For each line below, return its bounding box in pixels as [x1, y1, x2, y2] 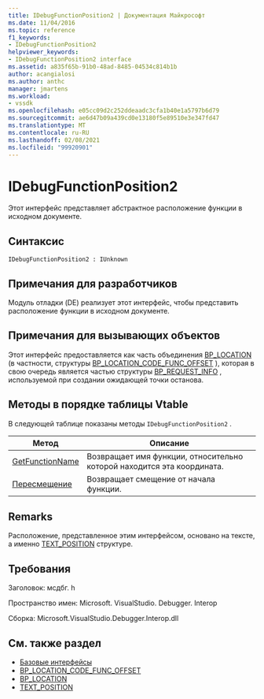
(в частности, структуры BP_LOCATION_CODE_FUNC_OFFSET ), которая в [8, 358, 255, 367]
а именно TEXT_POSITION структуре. [8, 539, 134, 548]
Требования [8, 562, 71, 575]
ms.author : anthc [8, 77, 65, 85]
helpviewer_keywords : [8, 48, 79, 56]
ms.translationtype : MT [8, 121, 86, 129]
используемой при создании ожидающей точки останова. [8, 375, 204, 385]
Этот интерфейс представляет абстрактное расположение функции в [8, 203, 243, 213]
